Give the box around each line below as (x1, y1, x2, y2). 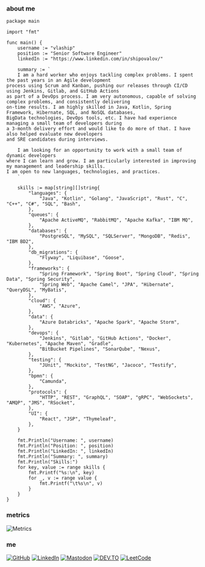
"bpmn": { (28, 373, 53, 379)
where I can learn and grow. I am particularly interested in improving (6, 158, 196, 164)
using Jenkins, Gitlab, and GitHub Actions (6, 88, 120, 95)
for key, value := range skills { (17, 464, 106, 471)
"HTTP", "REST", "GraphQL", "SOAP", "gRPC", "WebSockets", (39, 394, 193, 401)
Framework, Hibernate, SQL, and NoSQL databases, (6, 109, 136, 116)
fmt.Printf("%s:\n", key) (28, 470, 95, 476)
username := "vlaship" (17, 45, 75, 52)
